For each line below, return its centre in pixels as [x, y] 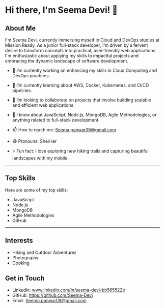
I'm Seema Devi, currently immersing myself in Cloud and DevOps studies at [82, 40]
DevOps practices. [31, 76]
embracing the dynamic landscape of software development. [67, 61]
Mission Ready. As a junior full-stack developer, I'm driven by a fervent [77, 45]
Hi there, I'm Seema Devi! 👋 [61, 10]
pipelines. [22, 90]
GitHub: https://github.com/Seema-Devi [53, 295]
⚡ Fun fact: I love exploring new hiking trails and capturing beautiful [80, 151]
